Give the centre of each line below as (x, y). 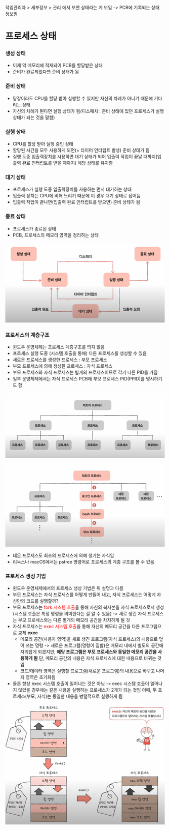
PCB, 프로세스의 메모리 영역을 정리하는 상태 (55, 235)
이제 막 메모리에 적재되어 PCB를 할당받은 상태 (57, 66)
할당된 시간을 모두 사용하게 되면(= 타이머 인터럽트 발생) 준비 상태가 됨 (81, 150)
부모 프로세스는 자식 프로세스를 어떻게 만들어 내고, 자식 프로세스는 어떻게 (84, 595)
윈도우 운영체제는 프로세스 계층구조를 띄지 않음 (58, 347)
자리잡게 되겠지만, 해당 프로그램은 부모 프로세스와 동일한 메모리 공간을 (88, 652)
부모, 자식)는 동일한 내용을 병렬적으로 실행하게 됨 (75, 696)
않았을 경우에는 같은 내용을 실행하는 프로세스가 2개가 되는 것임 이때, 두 (87, 690)
